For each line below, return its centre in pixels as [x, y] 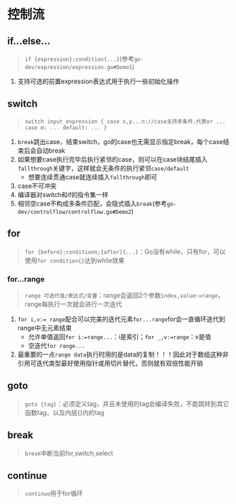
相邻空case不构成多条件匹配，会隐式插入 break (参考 [92, 203]
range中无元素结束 [44, 328]
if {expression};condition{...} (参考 [79, 59]
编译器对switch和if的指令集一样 [63, 194]
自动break [51, 150]
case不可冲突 [37, 186]
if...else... [29, 41]
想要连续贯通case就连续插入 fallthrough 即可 [92, 176]
